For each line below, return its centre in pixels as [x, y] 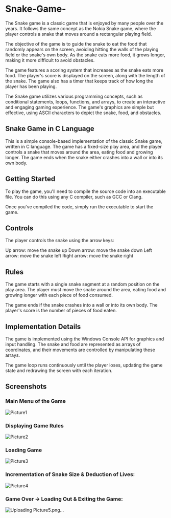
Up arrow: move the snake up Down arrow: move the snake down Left [79, 250]
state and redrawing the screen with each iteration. [59, 371]
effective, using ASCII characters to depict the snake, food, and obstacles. [83, 113]
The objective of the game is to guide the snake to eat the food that [76, 44]
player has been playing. [31, 86]
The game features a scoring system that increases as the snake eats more [84, 70]
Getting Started [30, 179]
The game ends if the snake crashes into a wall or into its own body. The [81, 305]
